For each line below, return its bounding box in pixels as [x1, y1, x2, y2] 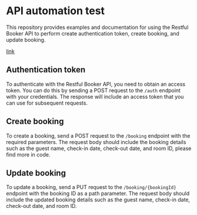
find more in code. [6, 151, 51, 158]
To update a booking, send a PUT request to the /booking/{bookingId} [6, 184, 176, 191]
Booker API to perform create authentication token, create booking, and [6, 30, 179, 37]
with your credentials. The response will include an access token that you [6, 93, 184, 100]
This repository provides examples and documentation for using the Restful [6, 24, 189, 31]
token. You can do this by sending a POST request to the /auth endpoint [6, 87, 181, 94]
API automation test [6, 4, 105, 18]
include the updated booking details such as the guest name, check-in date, [6, 196, 191, 203]
